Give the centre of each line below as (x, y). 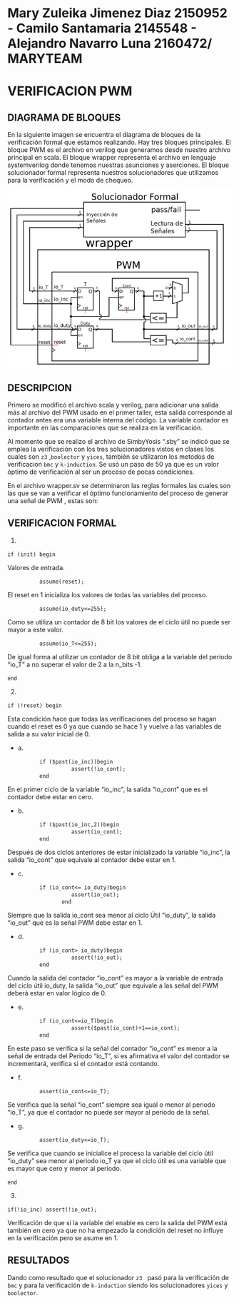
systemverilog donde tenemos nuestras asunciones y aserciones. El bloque (118, 165)
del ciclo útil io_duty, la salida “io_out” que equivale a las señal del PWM (113, 985)
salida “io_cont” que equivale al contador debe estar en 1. (92, 860)
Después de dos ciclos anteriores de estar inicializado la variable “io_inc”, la (119, 852)
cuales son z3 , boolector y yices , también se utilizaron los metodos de (111, 456)
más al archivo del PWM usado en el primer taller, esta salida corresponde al (120, 412)
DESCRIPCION (40, 388)
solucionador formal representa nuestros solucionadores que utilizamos (113, 173)
